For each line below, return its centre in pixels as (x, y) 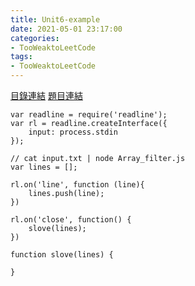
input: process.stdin (73, 132)
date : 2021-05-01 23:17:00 (66, 29)
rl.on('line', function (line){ (77, 185)
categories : (35, 38)
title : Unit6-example (55, 19)
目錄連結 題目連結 (46, 95)
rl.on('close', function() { (71, 220)
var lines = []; (44, 167)
